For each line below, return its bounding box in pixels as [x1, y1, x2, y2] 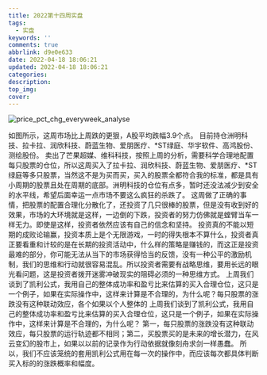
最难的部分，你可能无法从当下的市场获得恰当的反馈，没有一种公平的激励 [8, 250, 245, 259]
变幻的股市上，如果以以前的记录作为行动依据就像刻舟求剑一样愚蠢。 [14, 339, 238, 349]
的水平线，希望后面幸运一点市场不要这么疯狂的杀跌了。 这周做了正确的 [8, 190, 240, 200]
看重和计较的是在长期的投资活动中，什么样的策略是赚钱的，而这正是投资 [21, 239, 259, 250]
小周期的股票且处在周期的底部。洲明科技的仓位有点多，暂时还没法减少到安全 [8, 180, 259, 190]
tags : [8, 19, 26, 27]
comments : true [8, 41, 59, 49]
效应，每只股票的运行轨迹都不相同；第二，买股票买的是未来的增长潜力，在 [8, 329, 252, 339]
